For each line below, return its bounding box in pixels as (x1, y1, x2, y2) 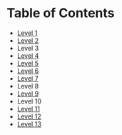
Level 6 (16, 66, 39, 75)
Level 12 (16, 112, 41, 121)
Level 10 (16, 96, 42, 105)
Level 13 (16, 119, 42, 128)
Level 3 (16, 44, 39, 52)
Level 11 (16, 104, 41, 113)
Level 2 (16, 36, 39, 44)
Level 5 (16, 59, 39, 67)
